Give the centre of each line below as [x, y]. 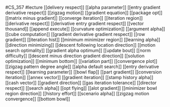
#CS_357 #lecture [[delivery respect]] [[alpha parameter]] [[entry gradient [83, 7]
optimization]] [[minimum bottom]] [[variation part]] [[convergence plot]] [81, 61]
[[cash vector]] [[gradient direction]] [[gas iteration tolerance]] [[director [81, 83]
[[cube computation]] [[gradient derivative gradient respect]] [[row [75, 34]
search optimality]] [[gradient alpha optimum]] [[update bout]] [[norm [78, 50]
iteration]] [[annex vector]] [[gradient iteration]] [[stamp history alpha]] [79, 77]
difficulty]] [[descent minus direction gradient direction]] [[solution [75, 56]
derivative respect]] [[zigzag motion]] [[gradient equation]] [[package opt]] [84, 13]
